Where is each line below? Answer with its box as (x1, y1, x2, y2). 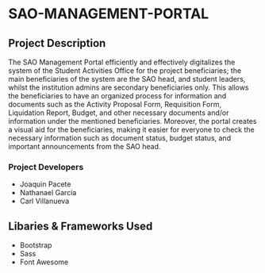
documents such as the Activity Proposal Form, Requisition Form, (8, 100, 222, 109)
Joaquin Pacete (19, 179, 71, 189)
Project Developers (8, 161, 84, 172)
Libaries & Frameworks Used (8, 219, 153, 233)
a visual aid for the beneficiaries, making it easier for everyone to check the (8, 125, 255, 134)
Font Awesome (19, 257, 69, 267)
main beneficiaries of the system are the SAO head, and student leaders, (8, 75, 246, 83)
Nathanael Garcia (19, 188, 77, 198)
